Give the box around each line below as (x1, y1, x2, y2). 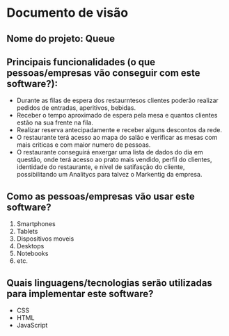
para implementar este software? (6, 287, 154, 300)
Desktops (16, 242, 45, 250)
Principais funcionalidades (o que (6, 56, 156, 67)
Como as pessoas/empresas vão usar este (6, 190, 196, 202)
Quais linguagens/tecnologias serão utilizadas (6, 277, 213, 289)
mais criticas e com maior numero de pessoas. (16, 141, 151, 149)
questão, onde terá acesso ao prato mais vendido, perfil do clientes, (16, 155, 212, 164)
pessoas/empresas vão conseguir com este (6, 67, 200, 79)
